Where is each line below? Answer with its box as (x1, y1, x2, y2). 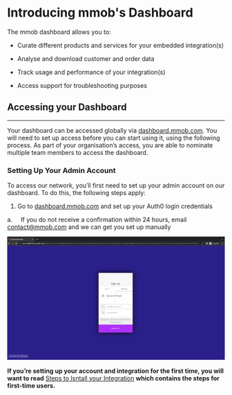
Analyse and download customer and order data (17, 54, 155, 63)
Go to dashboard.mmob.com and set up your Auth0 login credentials (17, 202, 213, 210)
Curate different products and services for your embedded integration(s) (17, 41, 224, 49)
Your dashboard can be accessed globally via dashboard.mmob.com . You (7, 126, 217, 134)
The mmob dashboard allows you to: (7, 28, 112, 36)
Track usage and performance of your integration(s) (17, 68, 166, 76)
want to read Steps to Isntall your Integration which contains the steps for (7, 374, 220, 382)
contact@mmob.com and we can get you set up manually (7, 223, 171, 231)
